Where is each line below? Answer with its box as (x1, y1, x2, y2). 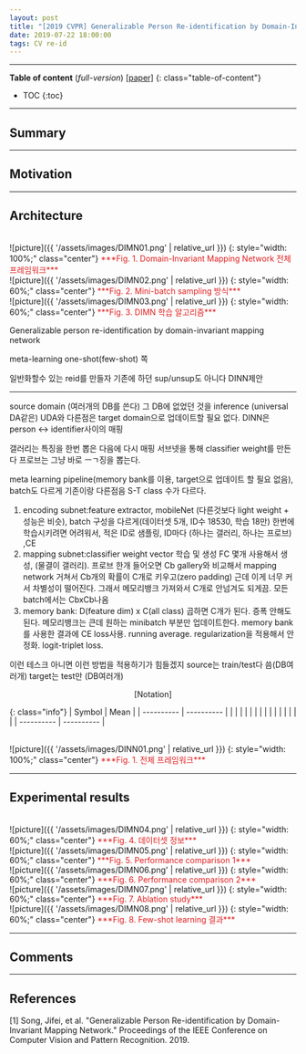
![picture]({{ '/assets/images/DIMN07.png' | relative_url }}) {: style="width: (9, 883, 288, 894)
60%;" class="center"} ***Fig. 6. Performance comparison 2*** (9, 873, 257, 885)
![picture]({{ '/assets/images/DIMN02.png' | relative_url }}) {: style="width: (9, 275, 290, 286)
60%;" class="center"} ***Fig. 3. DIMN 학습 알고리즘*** (9, 307, 217, 318)
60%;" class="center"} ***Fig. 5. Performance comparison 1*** (9, 854, 251, 865)
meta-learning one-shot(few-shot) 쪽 (9, 353, 148, 364)
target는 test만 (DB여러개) (28, 670, 125, 681)
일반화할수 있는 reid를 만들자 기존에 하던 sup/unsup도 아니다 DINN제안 (9, 372, 264, 383)
